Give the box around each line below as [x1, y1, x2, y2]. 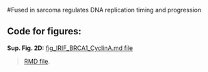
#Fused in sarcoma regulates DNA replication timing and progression [7, 6, 202, 14]
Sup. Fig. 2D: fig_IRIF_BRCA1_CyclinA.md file [7, 44, 133, 52]
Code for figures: [7, 25, 82, 37]
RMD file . [23, 57, 50, 65]
